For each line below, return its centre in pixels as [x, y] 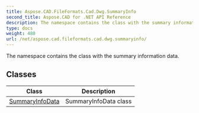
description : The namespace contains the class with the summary [88, 22]
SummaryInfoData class [98, 101]
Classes [21, 75]
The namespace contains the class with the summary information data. [93, 56]
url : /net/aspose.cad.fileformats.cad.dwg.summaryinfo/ [76, 39]
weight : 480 [21, 34]
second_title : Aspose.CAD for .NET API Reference [69, 17]
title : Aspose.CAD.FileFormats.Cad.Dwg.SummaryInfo [71, 12]
